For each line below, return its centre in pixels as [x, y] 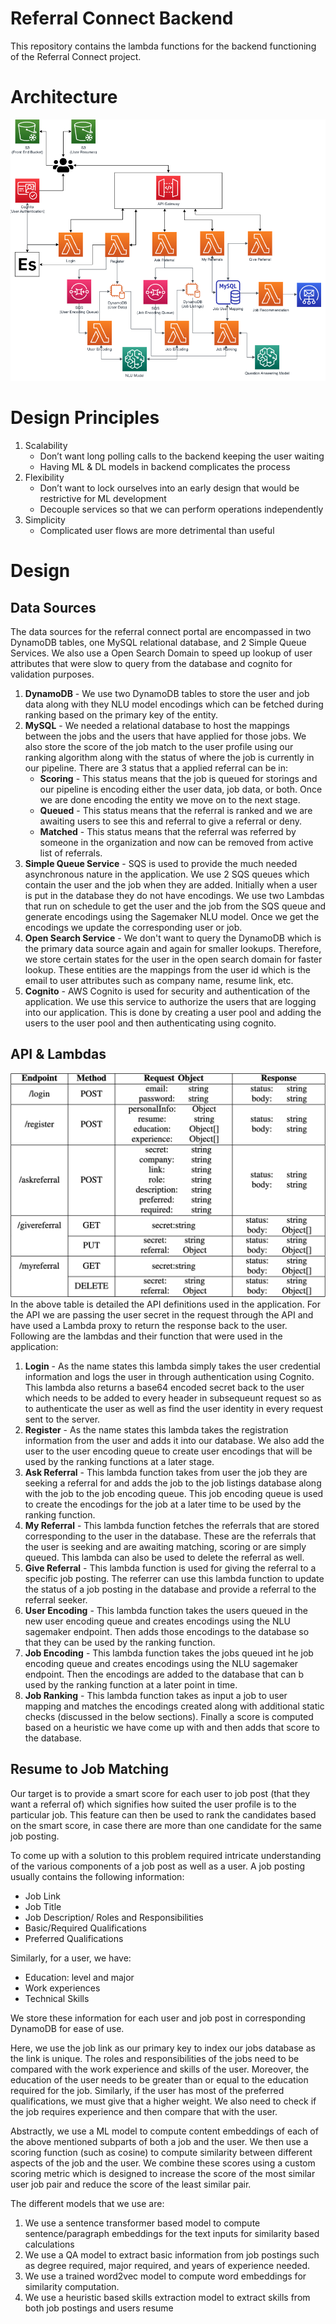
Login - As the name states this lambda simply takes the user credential [172, 1366]
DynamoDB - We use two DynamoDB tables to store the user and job [167, 693]
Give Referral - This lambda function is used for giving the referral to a [170, 1568]
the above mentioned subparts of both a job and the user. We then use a [159, 2141]
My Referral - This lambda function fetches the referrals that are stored [172, 1526]
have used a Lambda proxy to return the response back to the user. [149, 1326]
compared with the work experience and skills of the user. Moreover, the [160, 2069]
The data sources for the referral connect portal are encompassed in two [161, 631]
